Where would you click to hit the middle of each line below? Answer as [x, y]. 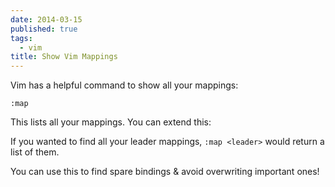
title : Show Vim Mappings [64, 57]
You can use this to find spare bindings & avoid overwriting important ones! [165, 172]
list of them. [35, 152]
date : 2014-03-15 [46, 19]
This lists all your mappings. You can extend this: [111, 122]
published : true [44, 29]
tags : [21, 38]
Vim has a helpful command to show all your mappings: [124, 85]
